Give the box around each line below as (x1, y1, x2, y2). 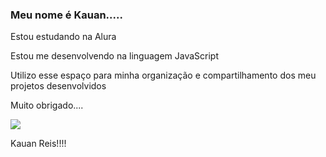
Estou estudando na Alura (10, 31, 117, 43)
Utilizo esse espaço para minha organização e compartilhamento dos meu (10, 69, 317, 82)
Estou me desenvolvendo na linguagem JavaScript (10, 50, 219, 62)
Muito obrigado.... (10, 99, 84, 112)
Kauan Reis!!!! (10, 138, 67, 150)
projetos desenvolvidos (10, 80, 107, 92)
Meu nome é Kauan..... (10, 8, 123, 22)
